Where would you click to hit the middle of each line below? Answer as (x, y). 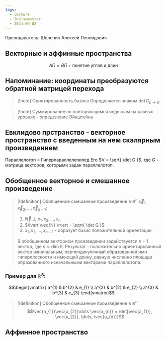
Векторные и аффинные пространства (69, 53)
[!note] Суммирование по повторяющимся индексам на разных (85, 111)
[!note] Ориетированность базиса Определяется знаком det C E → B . (89, 101)
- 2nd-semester (25, 19)
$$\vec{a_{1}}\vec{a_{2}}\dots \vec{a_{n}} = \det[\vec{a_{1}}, (90, 311)
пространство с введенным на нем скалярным (83, 140)
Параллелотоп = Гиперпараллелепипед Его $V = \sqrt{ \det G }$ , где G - (82, 160)
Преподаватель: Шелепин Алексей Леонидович (56, 38)
